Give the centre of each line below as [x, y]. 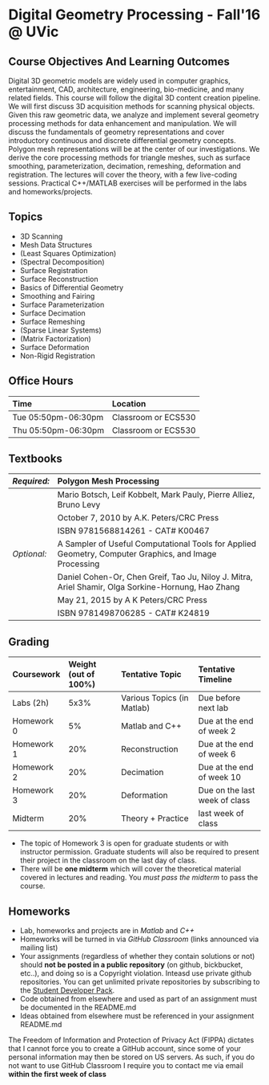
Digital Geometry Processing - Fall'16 [134, 15]
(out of [81, 675]
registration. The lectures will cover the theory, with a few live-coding [123, 175]
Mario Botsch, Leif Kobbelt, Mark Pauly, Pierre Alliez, [156, 495]
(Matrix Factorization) [56, 338]
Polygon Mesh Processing [108, 481]
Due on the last [227, 790]
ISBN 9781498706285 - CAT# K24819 [133, 614]
